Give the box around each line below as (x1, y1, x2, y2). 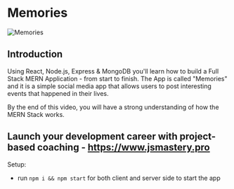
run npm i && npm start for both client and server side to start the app (17, 174, 221, 182)
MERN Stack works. (7, 110, 65, 118)
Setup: (7, 160, 27, 169)
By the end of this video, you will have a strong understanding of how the (7, 103, 219, 111)
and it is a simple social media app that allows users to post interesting (7, 82, 212, 90)
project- (179, 131, 216, 143)
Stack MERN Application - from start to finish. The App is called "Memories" (7, 74, 228, 83)
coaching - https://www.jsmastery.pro (37, 141, 210, 153)
